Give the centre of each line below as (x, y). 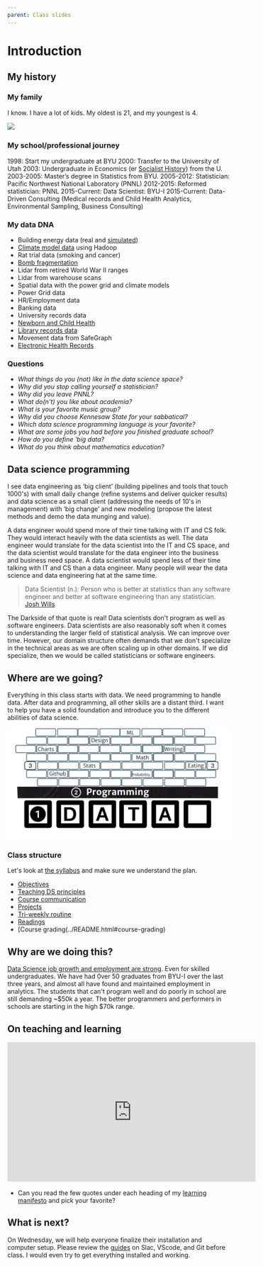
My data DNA (31, 225)
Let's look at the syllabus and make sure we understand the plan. (102, 870)
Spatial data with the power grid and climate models (94, 285)
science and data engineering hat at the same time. (82, 576)
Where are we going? (55, 678)
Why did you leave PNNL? (56, 394)
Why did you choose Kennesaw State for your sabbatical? (102, 417)
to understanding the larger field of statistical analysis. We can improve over (119, 633)
